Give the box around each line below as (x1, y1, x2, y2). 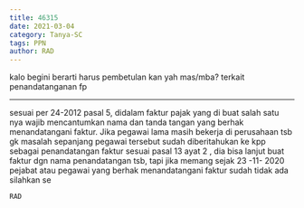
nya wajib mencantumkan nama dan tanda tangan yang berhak (9, 117, 244, 128)
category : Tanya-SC (9, 30, 83, 39)
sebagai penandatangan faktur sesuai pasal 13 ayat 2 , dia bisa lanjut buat (9, 146, 285, 156)
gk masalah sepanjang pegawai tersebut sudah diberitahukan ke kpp (9, 137, 267, 147)
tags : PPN (9, 38, 47, 48)
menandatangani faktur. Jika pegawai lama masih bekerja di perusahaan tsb (9, 127, 292, 137)
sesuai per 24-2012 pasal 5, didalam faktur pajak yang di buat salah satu (9, 108, 280, 118)
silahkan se (9, 175, 52, 185)
